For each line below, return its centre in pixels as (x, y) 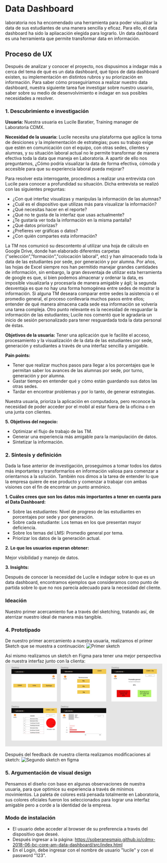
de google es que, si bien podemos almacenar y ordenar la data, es (74, 277)
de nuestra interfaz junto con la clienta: (45, 661)
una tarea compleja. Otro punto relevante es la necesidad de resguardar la (82, 309)
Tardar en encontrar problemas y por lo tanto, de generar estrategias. (84, 392)
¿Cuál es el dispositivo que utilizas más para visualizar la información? (84, 204)
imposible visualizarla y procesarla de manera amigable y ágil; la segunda (81, 283)
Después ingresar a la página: (43, 839)
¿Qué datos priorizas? (35, 225)
